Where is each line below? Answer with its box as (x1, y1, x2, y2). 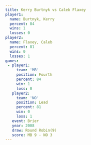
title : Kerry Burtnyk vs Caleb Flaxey (5, 7, 86, 12)
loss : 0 (16, 86, 32, 91)
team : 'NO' (16, 95, 39, 100)
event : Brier (11, 118, 39, 124)
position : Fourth (16, 72, 52, 77)
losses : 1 (9, 53, 30, 59)
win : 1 (16, 81, 30, 86)
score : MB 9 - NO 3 (11, 133, 52, 138)
